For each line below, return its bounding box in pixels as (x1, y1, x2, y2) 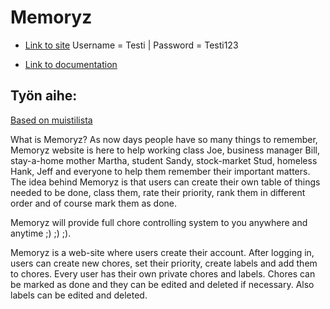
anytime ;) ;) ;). (10, 227, 72, 239)
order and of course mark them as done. (10, 197, 178, 209)
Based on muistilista (10, 114, 93, 126)
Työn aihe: (10, 87, 78, 105)
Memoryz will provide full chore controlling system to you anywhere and (10, 216, 308, 228)
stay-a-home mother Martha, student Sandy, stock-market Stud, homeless (10, 154, 318, 166)
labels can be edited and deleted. (10, 289, 148, 301)
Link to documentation (24, 58, 118, 70)
